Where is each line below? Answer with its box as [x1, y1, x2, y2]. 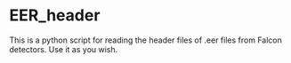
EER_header [9, 5, 101, 26]
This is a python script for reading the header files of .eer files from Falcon [9, 35, 282, 45]
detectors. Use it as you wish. [9, 43, 118, 54]
